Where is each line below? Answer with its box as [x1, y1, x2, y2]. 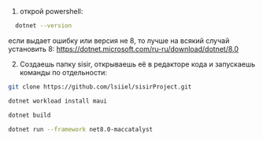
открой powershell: [19, 7, 83, 16]
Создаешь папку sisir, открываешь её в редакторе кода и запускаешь [19, 59, 256, 69]
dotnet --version [15, 22, 72, 30]
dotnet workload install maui [8, 97, 108, 105]
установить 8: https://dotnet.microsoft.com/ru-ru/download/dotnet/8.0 [8, 44, 239, 53]
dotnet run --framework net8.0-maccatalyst [8, 125, 154, 133]
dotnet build [8, 111, 51, 119]
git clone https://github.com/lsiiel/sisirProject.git [8, 82, 192, 91]
